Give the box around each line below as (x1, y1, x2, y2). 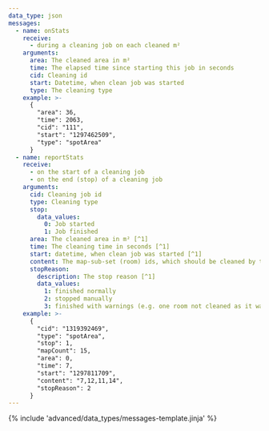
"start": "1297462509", (37, 131, 116, 139)
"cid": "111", (37, 123, 84, 131)
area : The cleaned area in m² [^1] (29, 236, 149, 244)
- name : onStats (15, 26, 70, 34)
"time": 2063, (37, 116, 84, 124)
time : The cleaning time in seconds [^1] (29, 243, 171, 251)
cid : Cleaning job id (29, 190, 102, 199)
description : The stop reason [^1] (37, 272, 156, 280)
